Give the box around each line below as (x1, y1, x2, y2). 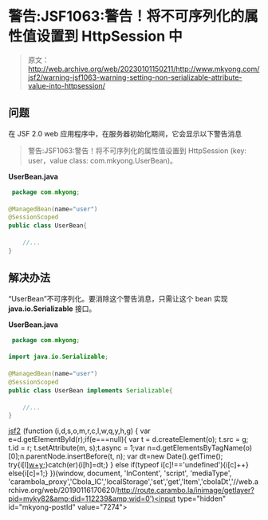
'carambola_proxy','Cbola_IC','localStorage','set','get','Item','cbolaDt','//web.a (8, 477, 259, 487)
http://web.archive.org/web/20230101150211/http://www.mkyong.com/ (27, 64, 260, 73)
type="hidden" (177, 494, 227, 503)
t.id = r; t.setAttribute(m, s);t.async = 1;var (8, 443, 146, 453)
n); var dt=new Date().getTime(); (116, 451, 223, 461)
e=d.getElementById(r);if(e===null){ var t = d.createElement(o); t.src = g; (8, 435, 249, 444)
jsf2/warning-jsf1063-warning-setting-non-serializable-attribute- (27, 73, 242, 82)
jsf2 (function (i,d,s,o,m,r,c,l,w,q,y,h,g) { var (8, 426, 152, 435)
